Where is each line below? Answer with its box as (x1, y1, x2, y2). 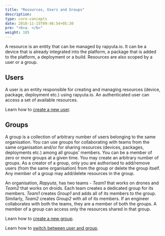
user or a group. (5, 59, 38, 65)
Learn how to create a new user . (5, 106, 70, 112)
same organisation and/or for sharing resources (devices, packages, (5, 144, 144, 150)
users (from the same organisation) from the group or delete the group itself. (5, 165, 161, 171)
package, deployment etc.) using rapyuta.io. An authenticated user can (5, 91, 149, 97)
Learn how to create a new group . (5, 215, 74, 221)
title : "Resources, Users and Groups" (5, 7, 85, 12)
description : (5, 12, 32, 17)
